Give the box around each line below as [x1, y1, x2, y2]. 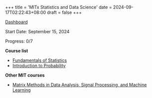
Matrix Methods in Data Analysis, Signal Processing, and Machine [12, 82, 147, 88]
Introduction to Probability [12, 63, 66, 68]
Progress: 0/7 [5, 38, 33, 44]
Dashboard [5, 19, 28, 25]
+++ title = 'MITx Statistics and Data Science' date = [5, 4, 112, 10]
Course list [5, 48, 28, 53]
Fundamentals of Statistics [12, 57, 67, 63]
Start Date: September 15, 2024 [5, 29, 70, 34]
